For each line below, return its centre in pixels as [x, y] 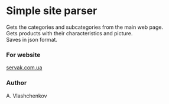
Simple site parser [52, 11]
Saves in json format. [32, 39]
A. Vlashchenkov [27, 96]
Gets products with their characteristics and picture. [69, 33]
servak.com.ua [24, 68]
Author [17, 83]
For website [23, 55]
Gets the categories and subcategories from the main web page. [85, 27]
